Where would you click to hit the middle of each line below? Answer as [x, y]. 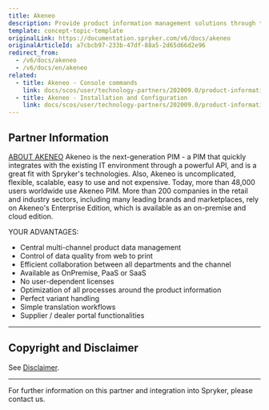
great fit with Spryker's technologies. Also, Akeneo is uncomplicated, [122, 174]
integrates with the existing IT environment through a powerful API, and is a [132, 165]
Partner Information [59, 137]
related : [23, 75]
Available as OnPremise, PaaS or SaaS [83, 272]
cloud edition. [31, 216]
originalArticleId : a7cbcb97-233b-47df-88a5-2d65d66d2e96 [107, 46]
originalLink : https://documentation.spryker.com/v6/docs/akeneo [119, 38]
